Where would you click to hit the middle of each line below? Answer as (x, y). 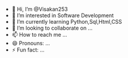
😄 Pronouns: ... (31, 43)
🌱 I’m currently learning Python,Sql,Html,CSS (67, 22)
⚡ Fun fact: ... (28, 50)
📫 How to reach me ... (39, 35)
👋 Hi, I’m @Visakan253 (40, 9)
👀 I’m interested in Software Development (63, 15)
